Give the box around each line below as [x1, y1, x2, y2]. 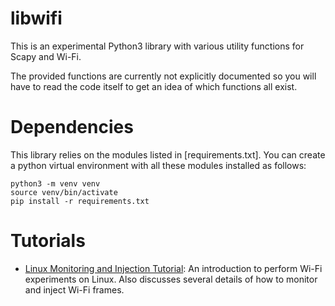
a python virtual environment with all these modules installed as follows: [10, 159, 307, 171]
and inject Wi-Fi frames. [24, 283, 125, 296]
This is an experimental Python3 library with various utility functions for [10, 40, 305, 52]
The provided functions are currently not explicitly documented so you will [10, 70, 317, 82]
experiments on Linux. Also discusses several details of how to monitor [24, 273, 318, 285]
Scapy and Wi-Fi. [10, 50, 82, 62]
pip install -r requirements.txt [10, 196, 150, 206]
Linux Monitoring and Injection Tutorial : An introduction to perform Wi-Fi [24, 262, 323, 274]
